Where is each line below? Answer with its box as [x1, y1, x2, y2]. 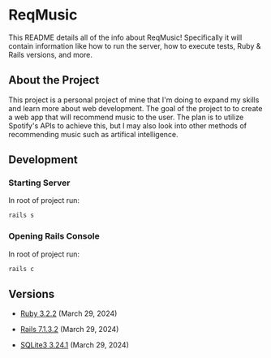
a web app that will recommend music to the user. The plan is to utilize [8, 112, 244, 122]
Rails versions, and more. [8, 50, 93, 59]
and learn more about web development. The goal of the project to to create [8, 103, 263, 113]
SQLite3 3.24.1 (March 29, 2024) [19, 340, 130, 350]
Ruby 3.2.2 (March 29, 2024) [19, 308, 118, 318]
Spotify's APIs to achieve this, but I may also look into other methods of [8, 120, 247, 131]
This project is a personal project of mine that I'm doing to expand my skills [8, 95, 260, 105]
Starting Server [8, 177, 71, 188]
